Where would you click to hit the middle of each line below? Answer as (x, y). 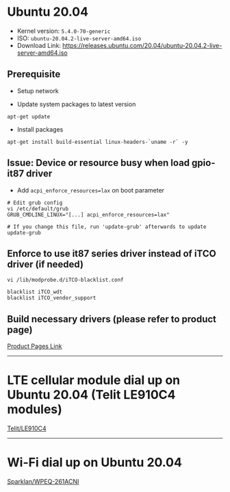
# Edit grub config (35, 203)
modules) (35, 409)
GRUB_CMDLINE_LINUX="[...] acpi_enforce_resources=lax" (88, 214)
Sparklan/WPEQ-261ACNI (43, 482)
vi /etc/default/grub (38, 209)
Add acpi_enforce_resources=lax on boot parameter (91, 190)
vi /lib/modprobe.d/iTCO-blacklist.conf (66, 280)
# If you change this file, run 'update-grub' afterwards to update (107, 227)
